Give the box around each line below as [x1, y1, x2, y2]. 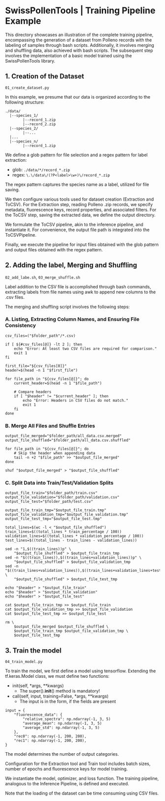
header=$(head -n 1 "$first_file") [5, 368, 78, 373]
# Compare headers [14, 389, 52, 394]
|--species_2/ [9, 126, 38, 131]
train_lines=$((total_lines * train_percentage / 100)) [5, 529, 122, 534]
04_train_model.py [5, 660, 43, 664]
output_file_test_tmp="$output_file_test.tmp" [5, 517, 102, 522]
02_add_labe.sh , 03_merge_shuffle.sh [5, 274, 81, 280]
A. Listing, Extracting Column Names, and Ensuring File [5, 316, 140, 323]
